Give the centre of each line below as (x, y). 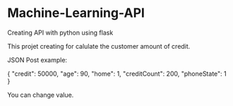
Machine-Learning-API (76, 13)
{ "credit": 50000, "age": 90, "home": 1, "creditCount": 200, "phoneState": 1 (117, 73)
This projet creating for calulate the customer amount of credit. (99, 46)
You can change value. (41, 95)
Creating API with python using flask (60, 33)
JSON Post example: (37, 60)
